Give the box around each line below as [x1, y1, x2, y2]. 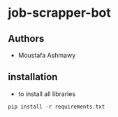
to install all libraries [17, 89, 76, 98]
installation [8, 71, 58, 83]
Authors [8, 33, 45, 45]
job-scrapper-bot [8, 5, 111, 21]
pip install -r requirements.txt [8, 103, 105, 110]
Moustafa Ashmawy [17, 51, 76, 59]
